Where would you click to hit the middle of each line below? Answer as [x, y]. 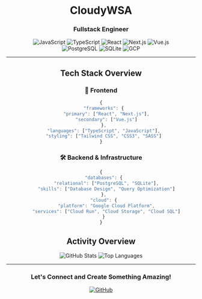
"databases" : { [104, 178]
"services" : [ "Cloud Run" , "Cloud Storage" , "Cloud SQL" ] [106, 211]
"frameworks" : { [104, 109]
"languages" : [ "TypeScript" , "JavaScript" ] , [104, 131]
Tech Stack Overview [101, 73]
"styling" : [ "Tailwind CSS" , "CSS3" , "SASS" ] [104, 136]
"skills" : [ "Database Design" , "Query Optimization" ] [106, 189]
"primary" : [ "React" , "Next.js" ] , [106, 114]
